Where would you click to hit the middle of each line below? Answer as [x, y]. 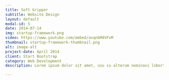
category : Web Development [33, 61]
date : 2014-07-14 [23, 28]
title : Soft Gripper [27, 10]
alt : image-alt [21, 47]
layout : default [22, 19]
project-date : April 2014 [32, 51]
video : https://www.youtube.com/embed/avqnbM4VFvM [59, 38]
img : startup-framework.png [35, 33]
